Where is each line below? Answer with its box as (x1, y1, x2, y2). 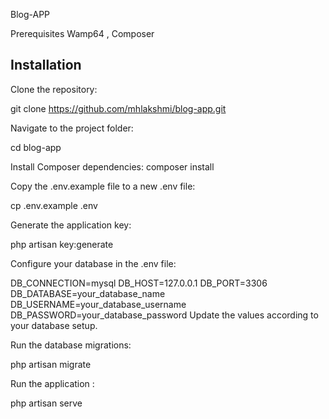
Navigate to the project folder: (10, 122, 134, 134)
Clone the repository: (10, 83, 98, 95)
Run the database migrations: (10, 339, 132, 351)
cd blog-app (10, 141, 62, 153)
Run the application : (10, 377, 95, 389)
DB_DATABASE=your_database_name (10, 287, 166, 299)
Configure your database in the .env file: (10, 257, 177, 269)
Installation (10, 57, 82, 74)
